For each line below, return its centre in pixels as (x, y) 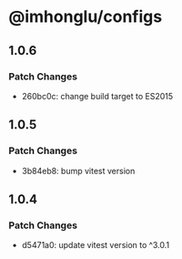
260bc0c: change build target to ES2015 (97, 96)
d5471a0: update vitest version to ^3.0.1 (96, 245)
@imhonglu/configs (86, 17)
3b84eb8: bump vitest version (78, 171)
